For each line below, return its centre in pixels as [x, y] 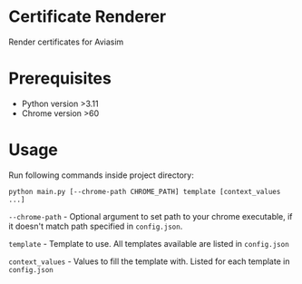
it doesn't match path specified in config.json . [96, 226]
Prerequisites [60, 78]
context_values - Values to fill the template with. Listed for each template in [149, 261]
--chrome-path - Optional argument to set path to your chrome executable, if [151, 216]
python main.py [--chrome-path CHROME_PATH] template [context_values [145, 191]
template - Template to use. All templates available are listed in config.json [149, 243]
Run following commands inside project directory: [101, 175]
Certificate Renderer [88, 17]
